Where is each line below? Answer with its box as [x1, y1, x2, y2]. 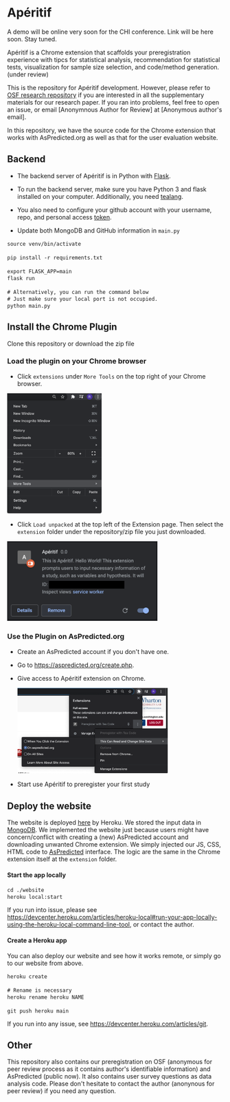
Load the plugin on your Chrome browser [7, 357, 147, 366]
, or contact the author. [129, 920, 194, 929]
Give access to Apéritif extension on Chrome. [16, 674, 146, 682]
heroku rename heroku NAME [7, 993, 84, 1001]
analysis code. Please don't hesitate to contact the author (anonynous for [7, 1079, 215, 1088]
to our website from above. [7, 959, 84, 967]
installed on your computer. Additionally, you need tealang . [16, 192, 184, 200]
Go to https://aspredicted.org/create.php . [16, 661, 135, 669]
